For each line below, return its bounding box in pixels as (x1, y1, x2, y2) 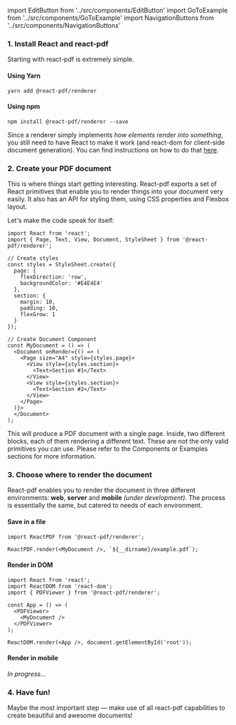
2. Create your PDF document (7, 163, 112, 173)
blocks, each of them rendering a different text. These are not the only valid (7, 437, 229, 445)
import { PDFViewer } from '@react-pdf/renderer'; (7, 589, 161, 596)
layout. (7, 202, 27, 211)
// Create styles (7, 255, 59, 262)
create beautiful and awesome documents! (7, 711, 133, 720)
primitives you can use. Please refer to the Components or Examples (7, 444, 208, 453)
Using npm (7, 103, 41, 111)
